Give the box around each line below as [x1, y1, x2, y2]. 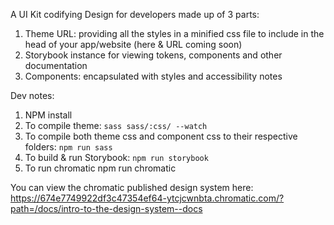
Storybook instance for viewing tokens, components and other [24, 49, 283, 61]
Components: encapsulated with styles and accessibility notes [24, 70, 283, 82]
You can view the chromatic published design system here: [10, 182, 254, 193]
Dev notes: [10, 90, 55, 101]
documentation [24, 60, 88, 71]
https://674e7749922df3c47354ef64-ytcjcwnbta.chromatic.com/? [10, 192, 285, 204]
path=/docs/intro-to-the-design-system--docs [10, 203, 203, 214]
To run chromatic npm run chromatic [24, 162, 177, 174]
